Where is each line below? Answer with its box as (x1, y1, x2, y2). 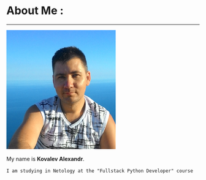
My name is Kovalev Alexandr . (6, 155, 85, 162)
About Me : (6, 4, 64, 18)
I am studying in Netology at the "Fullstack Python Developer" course (6, 168, 193, 174)
